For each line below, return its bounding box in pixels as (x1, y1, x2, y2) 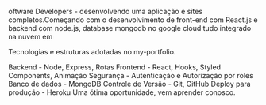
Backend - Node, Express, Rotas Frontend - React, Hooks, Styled (8, 62, 221, 72)
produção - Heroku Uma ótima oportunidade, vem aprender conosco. (8, 88, 236, 97)
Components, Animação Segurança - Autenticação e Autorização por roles (8, 71, 254, 80)
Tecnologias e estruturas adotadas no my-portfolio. (8, 47, 176, 56)
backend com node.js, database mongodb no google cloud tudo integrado (8, 24, 252, 32)
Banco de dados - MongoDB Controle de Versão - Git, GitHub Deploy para (8, 79, 252, 88)
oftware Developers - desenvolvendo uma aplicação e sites (8, 7, 203, 16)
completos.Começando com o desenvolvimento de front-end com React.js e (8, 15, 258, 24)
